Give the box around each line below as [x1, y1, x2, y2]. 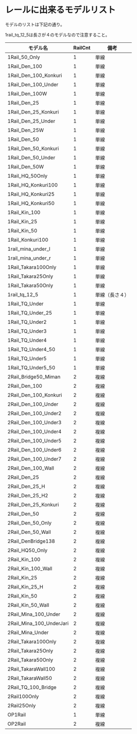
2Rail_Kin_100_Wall [7, 565, 52, 572]
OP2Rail [7, 720, 26, 727]
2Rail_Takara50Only [7, 656, 53, 663]
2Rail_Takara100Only [7, 638, 57, 645]
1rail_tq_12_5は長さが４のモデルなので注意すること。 [5, 32, 110, 38]
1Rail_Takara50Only [7, 282, 53, 289]
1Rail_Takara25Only [7, 273, 53, 280]
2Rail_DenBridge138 [7, 538, 55, 545]
